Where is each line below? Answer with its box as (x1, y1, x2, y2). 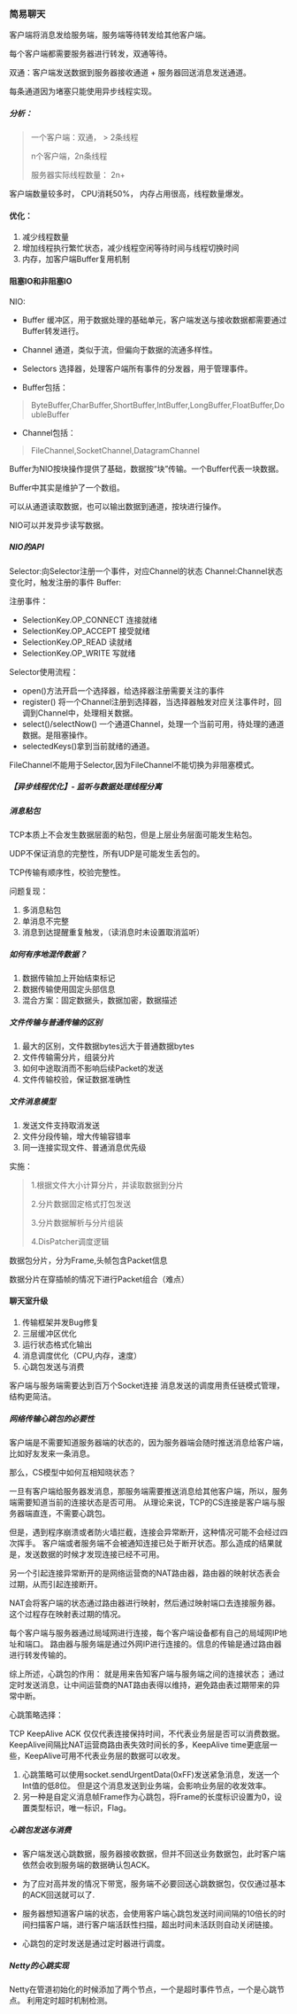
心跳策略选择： (9, 1709, 64, 1720)
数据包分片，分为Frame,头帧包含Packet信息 (9, 1255, 168, 1266)
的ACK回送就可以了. (21, 1889, 95, 1901)
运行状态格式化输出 (21, 1339, 93, 1350)
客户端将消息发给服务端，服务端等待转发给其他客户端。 (9, 29, 210, 41)
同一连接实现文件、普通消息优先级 (21, 1142, 147, 1152)
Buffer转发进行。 (21, 325, 84, 336)
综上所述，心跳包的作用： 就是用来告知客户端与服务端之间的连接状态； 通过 (9, 1669, 285, 1679)
